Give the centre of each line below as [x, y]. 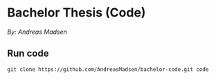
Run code [28, 53]
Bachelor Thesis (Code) [76, 13]
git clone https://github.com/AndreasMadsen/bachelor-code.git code [108, 69]
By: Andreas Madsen [37, 32]
